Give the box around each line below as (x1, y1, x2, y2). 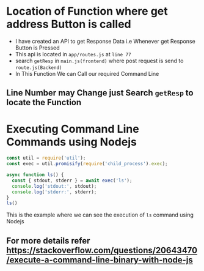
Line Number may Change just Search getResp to (6, 87, 194, 98)
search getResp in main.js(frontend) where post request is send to (15, 57, 184, 64)
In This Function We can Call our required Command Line (15, 70, 159, 77)
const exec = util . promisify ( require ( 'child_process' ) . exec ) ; (6, 161, 168, 167)
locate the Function (6, 97, 82, 108)
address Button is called (6, 17, 131, 31)
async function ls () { (6, 172, 64, 178)
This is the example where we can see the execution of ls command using (6, 211, 194, 218)
